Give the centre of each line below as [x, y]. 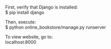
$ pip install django [25, 12]
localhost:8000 [21, 42]
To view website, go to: [29, 37]
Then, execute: [20, 22]
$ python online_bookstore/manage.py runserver [56, 27]
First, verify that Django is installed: [42, 7]
